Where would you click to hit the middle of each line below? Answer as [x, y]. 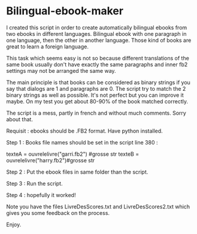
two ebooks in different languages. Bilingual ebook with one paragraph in [96, 33]
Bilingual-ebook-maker [65, 11]
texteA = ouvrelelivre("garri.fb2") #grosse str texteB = [73, 154]
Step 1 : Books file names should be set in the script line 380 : [82, 142]
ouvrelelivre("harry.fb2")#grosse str [51, 160]
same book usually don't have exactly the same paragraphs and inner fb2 [97, 64]
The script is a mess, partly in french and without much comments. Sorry [96, 113]
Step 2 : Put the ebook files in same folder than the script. [77, 172]
